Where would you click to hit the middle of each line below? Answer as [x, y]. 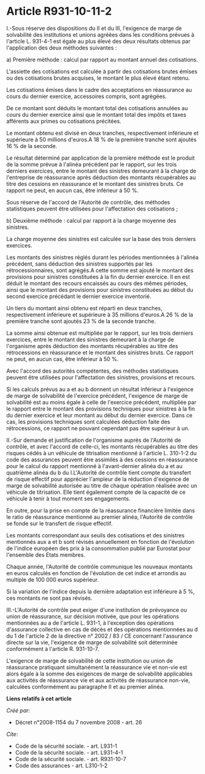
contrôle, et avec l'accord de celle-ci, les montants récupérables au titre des [102, 446]
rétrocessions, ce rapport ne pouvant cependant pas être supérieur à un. [98, 428]
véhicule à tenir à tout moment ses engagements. [68, 498]
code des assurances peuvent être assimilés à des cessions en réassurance [102, 460]
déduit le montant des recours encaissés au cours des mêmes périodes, [97, 283]
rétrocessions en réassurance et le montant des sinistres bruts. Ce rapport [100, 352]
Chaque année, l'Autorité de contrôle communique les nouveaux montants [100, 567]
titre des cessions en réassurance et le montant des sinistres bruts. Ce [95, 184]
